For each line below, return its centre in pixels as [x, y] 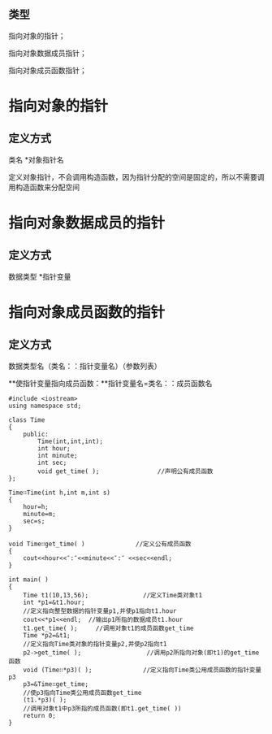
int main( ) [28, 580]
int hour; [54, 448]
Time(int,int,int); [71, 441]
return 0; [40, 715]
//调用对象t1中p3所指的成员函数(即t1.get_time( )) [102, 708]
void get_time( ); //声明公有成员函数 [125, 471]
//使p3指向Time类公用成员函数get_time [82, 693]
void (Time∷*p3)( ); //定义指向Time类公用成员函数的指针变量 [142, 670]
